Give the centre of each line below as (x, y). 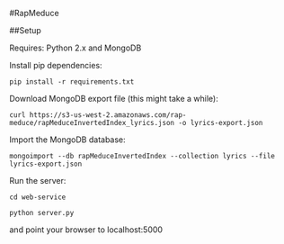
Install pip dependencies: (56, 65)
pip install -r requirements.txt (72, 82)
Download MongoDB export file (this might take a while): (114, 99)
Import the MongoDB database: (67, 140)
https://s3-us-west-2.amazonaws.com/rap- (108, 115)
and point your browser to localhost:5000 (86, 230)
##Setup (26, 30)
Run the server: (38, 181)
